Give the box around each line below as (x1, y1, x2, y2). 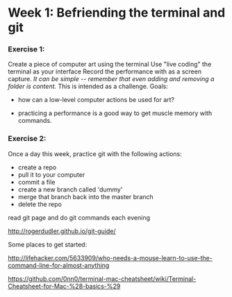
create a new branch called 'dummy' (17, 185, 123, 194)
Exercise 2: (8, 134, 47, 144)
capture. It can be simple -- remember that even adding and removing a (8, 75, 215, 83)
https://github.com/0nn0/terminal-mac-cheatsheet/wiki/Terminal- (8, 274, 197, 282)
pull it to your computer (17, 170, 85, 178)
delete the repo (17, 200, 62, 208)
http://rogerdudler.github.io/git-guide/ (8, 227, 117, 235)
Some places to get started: (8, 240, 88, 248)
